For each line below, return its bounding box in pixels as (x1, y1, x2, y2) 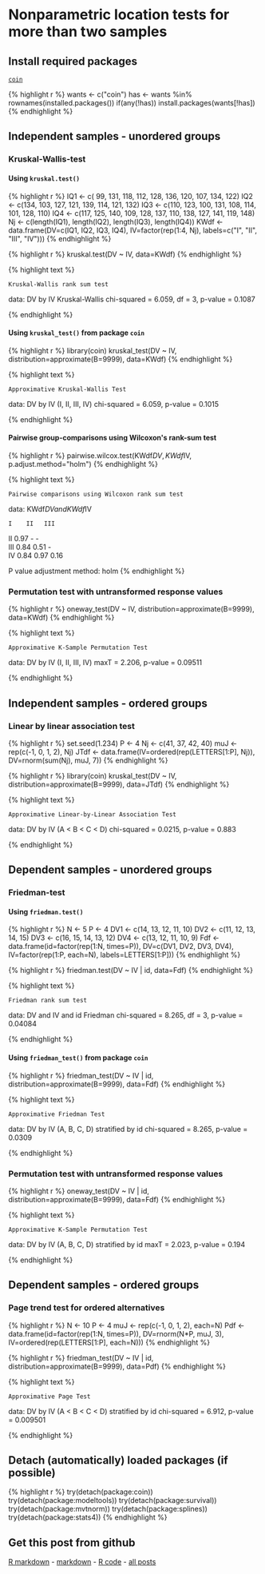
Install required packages (8, 54, 138, 68)
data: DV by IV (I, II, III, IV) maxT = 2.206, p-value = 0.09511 (8, 658, 202, 667)
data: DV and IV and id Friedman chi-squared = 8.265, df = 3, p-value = (8, 1010, 243, 1020)
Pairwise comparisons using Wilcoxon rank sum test (8, 490, 184, 498)
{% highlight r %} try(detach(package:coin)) (8, 1487, 153, 1496)
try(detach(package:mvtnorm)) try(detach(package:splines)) (8, 1504, 208, 1514)
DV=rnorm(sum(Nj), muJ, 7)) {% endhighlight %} (8, 755, 168, 765)
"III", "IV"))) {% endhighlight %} (8, 233, 112, 243)
